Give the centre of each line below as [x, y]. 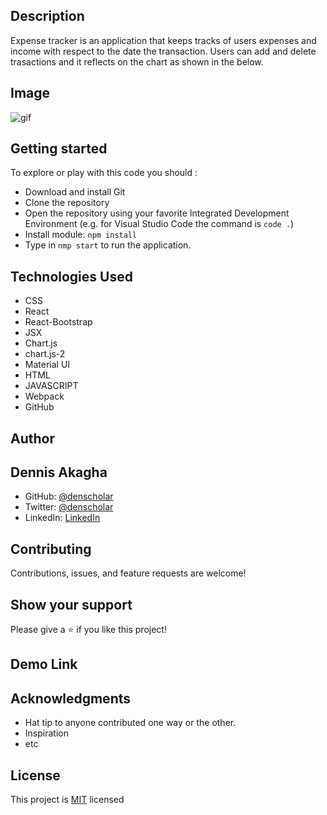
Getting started [59, 149]
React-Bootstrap [58, 322]
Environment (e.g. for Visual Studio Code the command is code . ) [159, 224]
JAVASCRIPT [51, 386]
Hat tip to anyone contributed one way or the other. [130, 723]
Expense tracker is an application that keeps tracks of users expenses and [163, 40]
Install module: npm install [81, 235]
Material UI [47, 365]
